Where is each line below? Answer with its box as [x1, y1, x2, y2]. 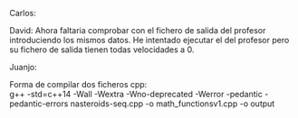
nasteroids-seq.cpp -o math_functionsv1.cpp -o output [70, 98, 275, 109]
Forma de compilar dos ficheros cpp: [9, 79, 148, 89]
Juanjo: [9, 62, 38, 72]
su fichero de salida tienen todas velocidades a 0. [9, 44, 195, 55]
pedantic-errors [9, 98, 69, 109]
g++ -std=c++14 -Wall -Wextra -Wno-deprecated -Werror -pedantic [9, 89, 263, 99]
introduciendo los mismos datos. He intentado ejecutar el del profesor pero [9, 35, 290, 45]
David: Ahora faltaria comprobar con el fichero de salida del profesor [9, 25, 266, 35]
